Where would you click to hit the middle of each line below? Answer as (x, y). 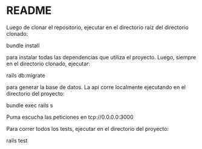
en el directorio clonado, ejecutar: (48, 64)
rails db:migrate (26, 75)
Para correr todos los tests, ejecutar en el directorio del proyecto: (88, 128)
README (29, 11)
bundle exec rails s (30, 105)
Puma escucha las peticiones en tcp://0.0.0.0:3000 (70, 117)
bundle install (23, 45)
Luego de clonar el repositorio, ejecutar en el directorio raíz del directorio (97, 27)
